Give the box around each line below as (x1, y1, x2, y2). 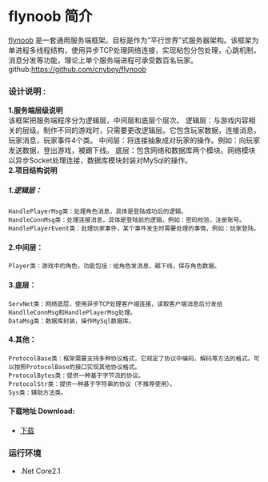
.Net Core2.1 (19, 466, 61, 476)
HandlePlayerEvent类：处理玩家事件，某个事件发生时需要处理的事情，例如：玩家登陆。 (8, 225, 260, 233)
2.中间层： (8, 242, 44, 252)
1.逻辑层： (8, 185, 42, 195)
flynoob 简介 (8, 7, 93, 26)
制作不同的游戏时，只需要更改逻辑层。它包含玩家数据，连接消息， (42, 126, 261, 135)
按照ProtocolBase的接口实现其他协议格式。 (14, 363, 142, 371)
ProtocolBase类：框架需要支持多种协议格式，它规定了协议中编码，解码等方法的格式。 (8, 354, 254, 363)
